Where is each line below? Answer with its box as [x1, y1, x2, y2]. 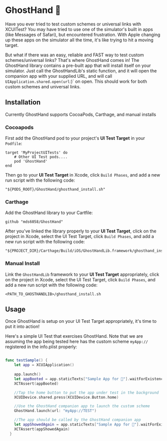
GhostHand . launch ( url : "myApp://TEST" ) [14, 409, 97, 414]
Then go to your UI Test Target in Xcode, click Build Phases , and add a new [5, 172, 161, 178]
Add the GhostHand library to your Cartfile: [5, 210, 93, 216]
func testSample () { [5, 358, 48, 363]
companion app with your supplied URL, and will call [5, 73, 113, 79]
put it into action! [5, 324, 40, 330]
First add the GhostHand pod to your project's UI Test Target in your [5, 135, 145, 141]
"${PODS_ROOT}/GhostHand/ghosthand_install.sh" [5, 187, 106, 192]
